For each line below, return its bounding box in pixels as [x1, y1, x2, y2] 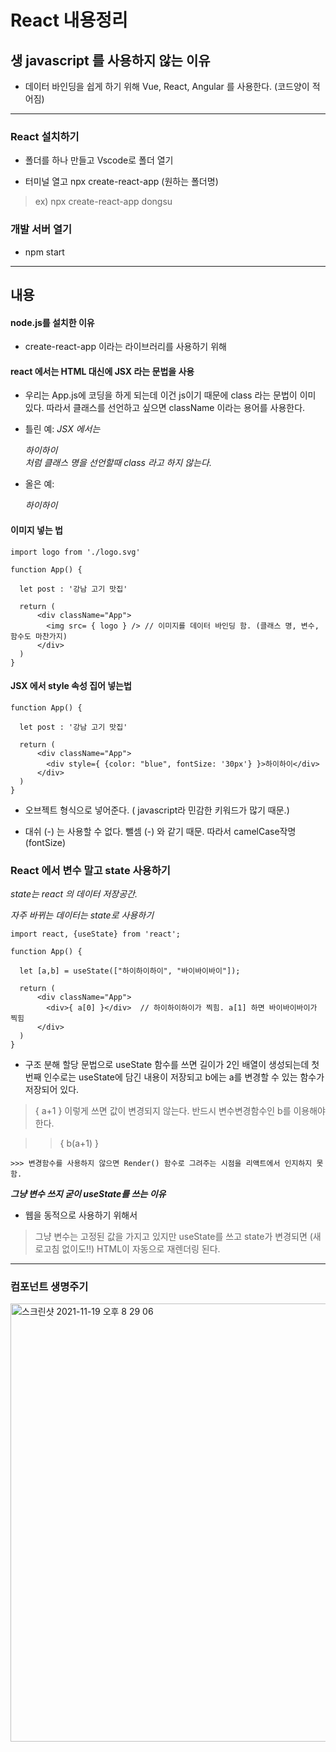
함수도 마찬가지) [10, 631, 68, 641]
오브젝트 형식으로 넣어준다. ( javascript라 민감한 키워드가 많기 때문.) [24, 804, 290, 816]
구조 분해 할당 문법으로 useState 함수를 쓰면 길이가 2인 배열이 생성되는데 [24, 1059, 310, 1071]
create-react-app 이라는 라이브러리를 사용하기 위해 [24, 341, 227, 353]
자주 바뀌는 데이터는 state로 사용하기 [10, 909, 155, 921]
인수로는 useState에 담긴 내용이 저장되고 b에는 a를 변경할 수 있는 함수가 [43, 1071, 325, 1083]
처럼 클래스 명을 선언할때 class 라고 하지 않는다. [24, 457, 212, 469]
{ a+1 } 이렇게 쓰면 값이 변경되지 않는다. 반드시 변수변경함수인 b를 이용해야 [34, 1105, 326, 1117]
